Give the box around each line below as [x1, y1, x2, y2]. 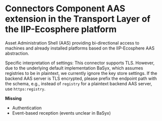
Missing [5, 95, 22, 101]
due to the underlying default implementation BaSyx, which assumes [5, 65, 143, 71]
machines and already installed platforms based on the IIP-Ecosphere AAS [5, 45, 155, 51]
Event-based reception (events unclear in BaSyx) [12, 110, 111, 116]
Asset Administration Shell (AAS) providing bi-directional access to [5, 40, 140, 46]
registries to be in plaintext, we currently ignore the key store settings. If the [5, 70, 158, 76]
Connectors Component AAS [5, 3, 125, 14]
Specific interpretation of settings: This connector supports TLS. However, [5, 60, 155, 66]
